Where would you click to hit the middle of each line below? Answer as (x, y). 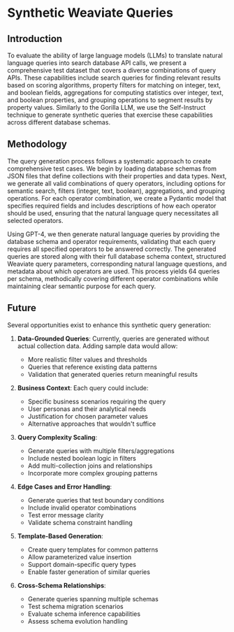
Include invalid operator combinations (82, 508)
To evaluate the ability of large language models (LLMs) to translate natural (115, 55)
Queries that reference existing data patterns (92, 367)
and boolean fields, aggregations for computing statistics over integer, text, (115, 93)
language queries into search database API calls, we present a (97, 63)
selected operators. (36, 220)
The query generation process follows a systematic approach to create (109, 161)
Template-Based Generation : (60, 536)
